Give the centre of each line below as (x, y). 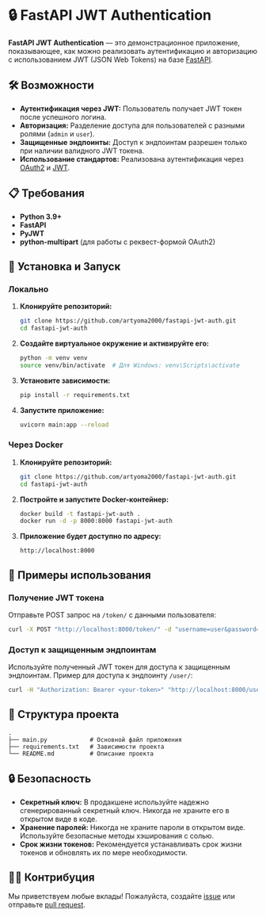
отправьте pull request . (47, 905)
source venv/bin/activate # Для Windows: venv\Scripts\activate (129, 365)
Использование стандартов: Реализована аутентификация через (131, 159)
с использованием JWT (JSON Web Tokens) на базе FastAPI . (110, 59)
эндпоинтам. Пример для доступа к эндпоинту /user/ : (101, 675)
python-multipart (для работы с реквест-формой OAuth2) (118, 242)
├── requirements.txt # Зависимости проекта (86, 747)
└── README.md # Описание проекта (81, 754)
